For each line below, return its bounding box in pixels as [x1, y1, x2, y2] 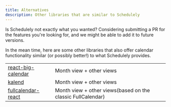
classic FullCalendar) [55, 93, 105, 100]
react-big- [8, 64, 35, 71]
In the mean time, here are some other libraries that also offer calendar [5, 47, 154, 53]
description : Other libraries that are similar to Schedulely [5, 12, 140, 17]
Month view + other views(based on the [55, 87, 150, 94]
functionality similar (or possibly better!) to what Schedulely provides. [5, 52, 151, 59]
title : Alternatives [5, 7, 49, 13]
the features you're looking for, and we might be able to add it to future [5, 32, 154, 38]
